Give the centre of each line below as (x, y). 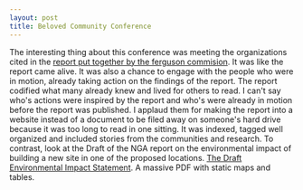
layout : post (34, 18)
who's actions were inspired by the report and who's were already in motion (151, 100)
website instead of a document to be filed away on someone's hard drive (145, 119)
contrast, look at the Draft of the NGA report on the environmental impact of (151, 148)
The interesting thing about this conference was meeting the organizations (148, 52)
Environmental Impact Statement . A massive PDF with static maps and (140, 167)
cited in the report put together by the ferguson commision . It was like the (147, 62)
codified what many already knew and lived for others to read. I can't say (146, 90)
